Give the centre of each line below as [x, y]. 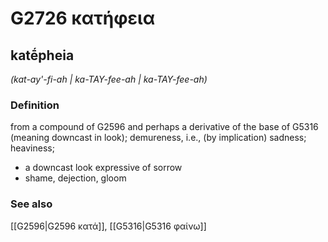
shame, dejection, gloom [75, 178]
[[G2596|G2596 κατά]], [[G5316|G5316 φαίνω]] [108, 226]
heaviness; [32, 148]
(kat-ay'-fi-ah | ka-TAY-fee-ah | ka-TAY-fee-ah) [109, 79]
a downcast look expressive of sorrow [103, 168]
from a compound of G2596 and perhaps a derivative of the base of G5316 [164, 127]
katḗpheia [42, 55]
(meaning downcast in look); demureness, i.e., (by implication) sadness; [158, 138]
